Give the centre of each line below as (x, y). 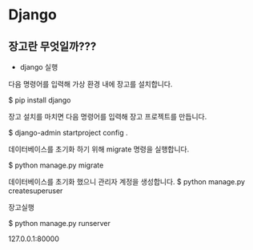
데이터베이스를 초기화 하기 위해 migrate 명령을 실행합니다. (99, 149)
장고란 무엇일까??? (52, 46)
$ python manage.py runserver (59, 223)
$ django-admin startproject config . (68, 133)
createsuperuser (36, 191)
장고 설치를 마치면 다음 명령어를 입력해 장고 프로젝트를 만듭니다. (108, 117)
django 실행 (39, 67)
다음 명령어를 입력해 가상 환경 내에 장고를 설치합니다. (90, 84)
